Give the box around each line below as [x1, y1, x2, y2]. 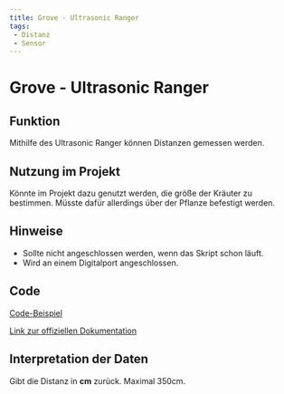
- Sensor [13, 38, 47, 48]
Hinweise [9, 224, 63, 239]
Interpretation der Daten [9, 351, 149, 367]
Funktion [9, 113, 61, 129]
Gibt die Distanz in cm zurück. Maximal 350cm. [9, 375, 186, 386]
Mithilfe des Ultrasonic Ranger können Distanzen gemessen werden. [9, 138, 265, 149]
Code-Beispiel [9, 307, 63, 318]
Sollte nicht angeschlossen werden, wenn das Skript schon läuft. [22, 247, 264, 258]
